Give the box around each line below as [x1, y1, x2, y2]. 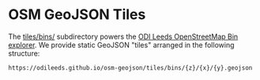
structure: [8, 48, 40, 58]
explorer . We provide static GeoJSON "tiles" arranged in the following [8, 40, 235, 49]
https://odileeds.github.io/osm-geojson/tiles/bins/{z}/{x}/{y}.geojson [8, 63, 253, 72]
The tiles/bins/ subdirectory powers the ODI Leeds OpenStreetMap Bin [8, 32, 239, 41]
